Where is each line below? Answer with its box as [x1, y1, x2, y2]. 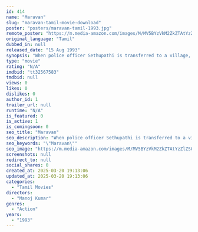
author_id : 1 [6, 96, 38, 102]
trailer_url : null [6, 102, 51, 108]
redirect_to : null [6, 157, 51, 163]
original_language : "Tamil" [6, 36, 75, 42]
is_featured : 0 [6, 113, 44, 119]
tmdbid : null [6, 74, 38, 80]
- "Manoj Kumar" [11, 195, 51, 201]
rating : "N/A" [6, 63, 41, 70]
